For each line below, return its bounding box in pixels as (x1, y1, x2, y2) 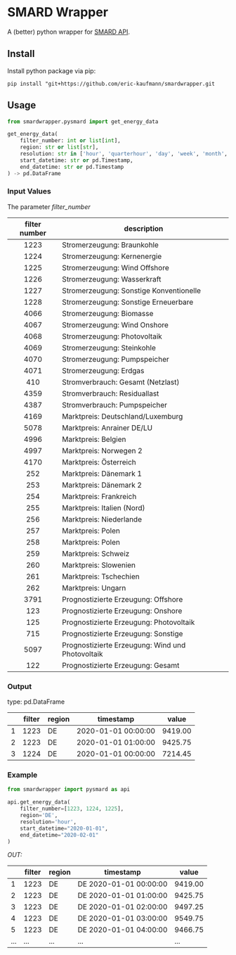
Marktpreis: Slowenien (62, 560, 136, 570)
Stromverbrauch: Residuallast (62, 388, 159, 398)
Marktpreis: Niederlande (62, 514, 143, 524)
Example (7, 770, 38, 780)
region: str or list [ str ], (20, 144, 99, 151)
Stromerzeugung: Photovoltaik (62, 331, 163, 341)
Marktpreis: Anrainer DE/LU (62, 423, 153, 433)
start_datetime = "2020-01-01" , (20, 825, 109, 832)
